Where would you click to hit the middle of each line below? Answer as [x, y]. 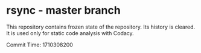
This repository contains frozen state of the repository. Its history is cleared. [101, 27]
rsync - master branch [63, 10]
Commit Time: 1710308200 [40, 45]
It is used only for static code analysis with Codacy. [70, 33]
